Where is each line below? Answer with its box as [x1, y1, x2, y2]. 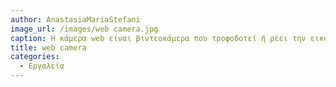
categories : [10, 52, 60, 62]
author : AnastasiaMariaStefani [10, 14, 141, 25]
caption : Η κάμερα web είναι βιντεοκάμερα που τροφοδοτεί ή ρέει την [10, 33, 307, 43]
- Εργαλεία [19, 61, 65, 71]
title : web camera [10, 42, 87, 53]
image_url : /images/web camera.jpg [10, 24, 159, 34]
